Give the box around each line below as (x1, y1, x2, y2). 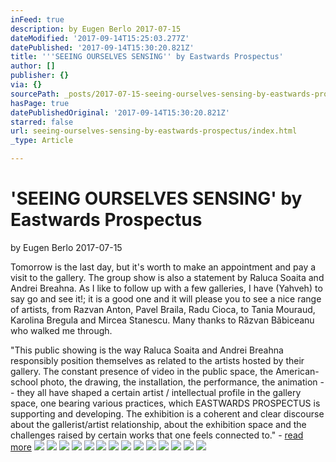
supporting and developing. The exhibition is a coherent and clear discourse (10, 407, 325, 420)
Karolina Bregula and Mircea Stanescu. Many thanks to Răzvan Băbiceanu (10, 314, 315, 326)
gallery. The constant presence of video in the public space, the (10, 365, 274, 377)
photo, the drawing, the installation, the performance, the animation (39, 376, 318, 388)
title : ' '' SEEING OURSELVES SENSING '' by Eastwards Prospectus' (10, 52, 284, 62)
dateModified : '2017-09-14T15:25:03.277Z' (10, 33, 190, 43)
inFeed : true (10, 14, 65, 25)
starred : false (10, 117, 74, 127)
